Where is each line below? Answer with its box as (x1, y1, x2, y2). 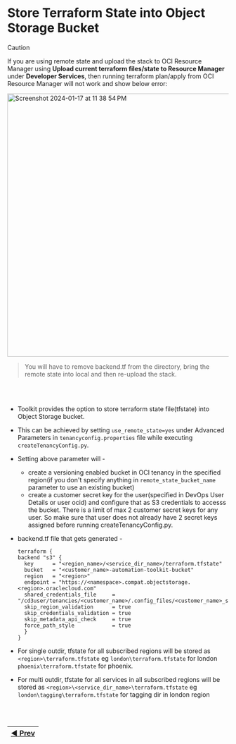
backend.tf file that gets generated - (17, 534, 123, 542)
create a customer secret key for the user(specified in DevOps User (27, 490, 225, 499)
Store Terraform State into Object (7, 5, 206, 21)
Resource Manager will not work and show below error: (7, 79, 168, 87)
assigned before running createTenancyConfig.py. (27, 520, 173, 529)
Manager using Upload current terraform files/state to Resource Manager (7, 64, 225, 73)
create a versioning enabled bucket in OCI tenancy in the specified (27, 468, 221, 477)
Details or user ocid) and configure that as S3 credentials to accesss (27, 498, 227, 506)
